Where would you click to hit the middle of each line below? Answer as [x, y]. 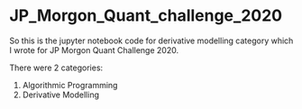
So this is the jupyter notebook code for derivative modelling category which [151, 41]
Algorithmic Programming [70, 85]
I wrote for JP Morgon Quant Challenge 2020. [94, 50]
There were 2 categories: [56, 68]
